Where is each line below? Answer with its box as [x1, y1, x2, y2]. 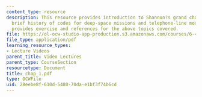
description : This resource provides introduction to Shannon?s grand [6, 14, 187, 20]
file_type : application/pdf [6, 37, 77, 43]
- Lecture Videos [6, 48, 50, 54]
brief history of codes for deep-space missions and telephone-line [11, 20, 187, 26]
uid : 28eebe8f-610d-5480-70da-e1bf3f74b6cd [6, 82, 117, 88]
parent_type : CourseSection [6, 59, 77, 65]
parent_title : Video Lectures [6, 54, 82, 60]
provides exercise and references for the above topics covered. [11, 25, 179, 32]
